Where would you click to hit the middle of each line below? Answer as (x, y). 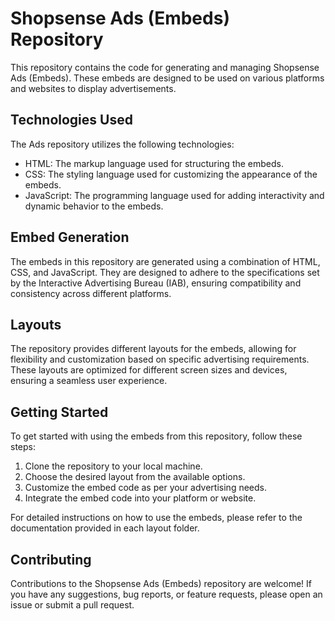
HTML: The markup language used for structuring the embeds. (154, 163)
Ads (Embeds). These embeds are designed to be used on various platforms (167, 78)
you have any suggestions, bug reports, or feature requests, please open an (166, 594)
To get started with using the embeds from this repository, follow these (156, 436)
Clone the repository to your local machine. (113, 466)
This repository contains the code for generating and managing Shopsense (165, 67)
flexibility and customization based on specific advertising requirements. (160, 359)
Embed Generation (70, 237)
